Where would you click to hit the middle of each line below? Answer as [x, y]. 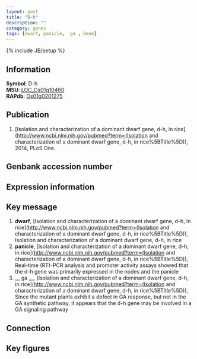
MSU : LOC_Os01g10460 [35, 90]
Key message [32, 207]
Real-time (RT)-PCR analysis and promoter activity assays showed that [101, 265]
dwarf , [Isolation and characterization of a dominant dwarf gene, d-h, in [103, 221]
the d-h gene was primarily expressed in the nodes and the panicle [97, 272]
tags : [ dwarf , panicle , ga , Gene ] [51, 34]
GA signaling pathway [42, 310]
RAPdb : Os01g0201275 [34, 96]
